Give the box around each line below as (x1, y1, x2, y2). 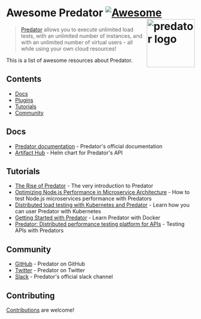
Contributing (6, 290, 55, 300)
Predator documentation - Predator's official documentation (14, 142, 163, 150)
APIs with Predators (14, 227, 64, 234)
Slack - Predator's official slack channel (14, 273, 113, 281)
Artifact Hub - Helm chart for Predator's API (14, 149, 123, 156)
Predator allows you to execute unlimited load (20, 26, 133, 33)
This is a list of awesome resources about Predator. (6, 56, 133, 64)
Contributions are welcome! (6, 306, 75, 314)
